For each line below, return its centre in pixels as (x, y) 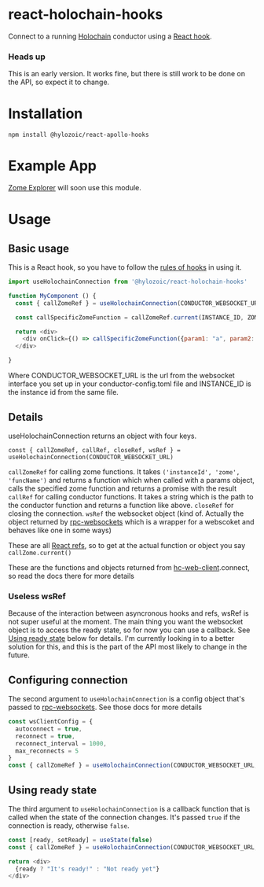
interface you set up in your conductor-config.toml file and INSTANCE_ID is (130, 384)
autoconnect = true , (49, 729)
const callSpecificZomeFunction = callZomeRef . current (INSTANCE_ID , (130, 317)
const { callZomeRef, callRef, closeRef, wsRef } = (94, 450)
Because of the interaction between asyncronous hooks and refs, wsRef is (128, 613)
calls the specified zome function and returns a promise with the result (123, 488)
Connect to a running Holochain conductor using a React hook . (110, 36)
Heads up (27, 57)
